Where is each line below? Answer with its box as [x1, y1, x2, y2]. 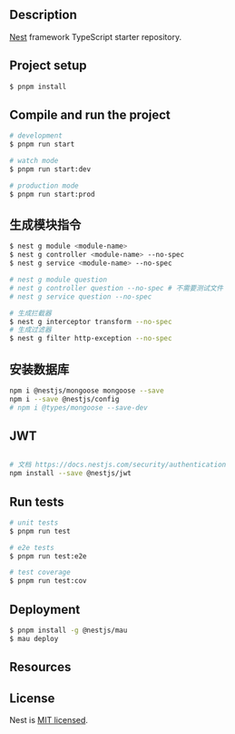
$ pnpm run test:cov [9, 576, 88, 586]
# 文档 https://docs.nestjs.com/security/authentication [9, 460, 227, 470]
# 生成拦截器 [9, 309, 52, 318]
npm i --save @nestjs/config [9, 394, 120, 403]
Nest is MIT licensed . [9, 714, 89, 725]
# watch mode [9, 157, 59, 166]
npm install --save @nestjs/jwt [9, 469, 132, 478]
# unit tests [9, 518, 59, 527]
